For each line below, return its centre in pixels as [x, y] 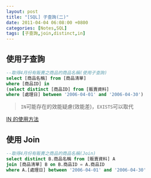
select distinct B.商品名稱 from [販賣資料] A [61, 159]
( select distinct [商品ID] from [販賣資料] [58, 89]
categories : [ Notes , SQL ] [37, 28]
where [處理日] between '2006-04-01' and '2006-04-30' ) [75, 95]
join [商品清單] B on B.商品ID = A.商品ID [55, 164]
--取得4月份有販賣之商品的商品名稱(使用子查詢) [57, 72]
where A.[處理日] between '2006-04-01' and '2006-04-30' [76, 170]
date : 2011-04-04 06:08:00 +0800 [47, 22]
